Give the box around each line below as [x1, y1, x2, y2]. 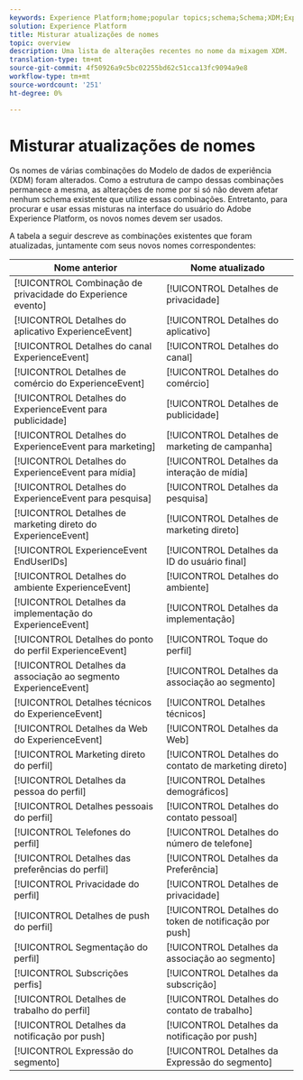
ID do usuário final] [166, 556, 247, 568]
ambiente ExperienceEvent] [14, 581, 132, 594]
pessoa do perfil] [14, 786, 87, 798]
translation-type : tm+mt [9, 55, 103, 64]
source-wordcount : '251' [9, 80, 103, 89]
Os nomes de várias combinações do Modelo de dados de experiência [9, 165, 272, 176]
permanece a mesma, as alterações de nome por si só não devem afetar [9, 184, 279, 195]
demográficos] [166, 786, 229, 798]
